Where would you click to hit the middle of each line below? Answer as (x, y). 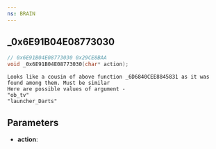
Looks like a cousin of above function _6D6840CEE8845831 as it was (108, 77)
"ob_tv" (18, 95)
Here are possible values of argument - (67, 89)
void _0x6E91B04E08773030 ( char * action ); (68, 64)
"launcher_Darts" (32, 102)
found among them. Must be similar (59, 83)
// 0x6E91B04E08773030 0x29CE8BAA (57, 58)
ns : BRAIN (22, 14)
